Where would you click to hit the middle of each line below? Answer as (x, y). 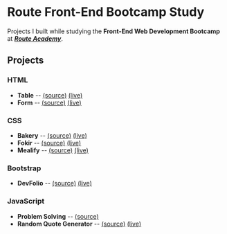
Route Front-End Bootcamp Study (106, 12)
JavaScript (26, 201)
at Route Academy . (35, 38)
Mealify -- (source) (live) (53, 150)
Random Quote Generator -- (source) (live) (79, 224)
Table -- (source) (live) (50, 95)
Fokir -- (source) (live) (49, 143)
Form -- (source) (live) (49, 102)
